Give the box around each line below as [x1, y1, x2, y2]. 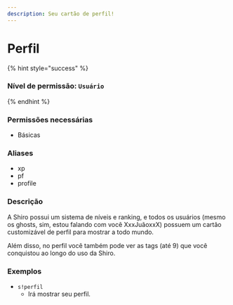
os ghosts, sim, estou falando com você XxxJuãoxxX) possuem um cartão [7, 220, 222, 228]
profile [17, 179, 36, 188]
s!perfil [17, 284, 44, 291]
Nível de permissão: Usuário [7, 82, 105, 91]
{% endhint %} [7, 97, 51, 105]
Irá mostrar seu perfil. [27, 290, 91, 299]
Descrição [7, 197, 44, 207]
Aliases [7, 148, 34, 158]
